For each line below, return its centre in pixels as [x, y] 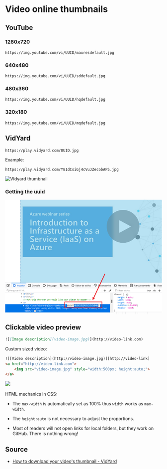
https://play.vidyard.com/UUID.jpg [42, 151]
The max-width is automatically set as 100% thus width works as [78, 404]
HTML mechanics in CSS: [31, 394]
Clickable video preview [43, 327]
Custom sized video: [26, 349]
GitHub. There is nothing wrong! [45, 434]
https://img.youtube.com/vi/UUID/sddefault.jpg [55, 76]
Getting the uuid [25, 191]
